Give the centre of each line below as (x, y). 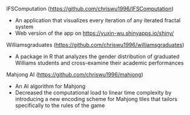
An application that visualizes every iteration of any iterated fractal (98, 20)
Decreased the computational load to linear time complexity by (93, 92)
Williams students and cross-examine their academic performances (99, 63)
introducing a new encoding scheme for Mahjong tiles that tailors (96, 99)
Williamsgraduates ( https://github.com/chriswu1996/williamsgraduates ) (95, 45)
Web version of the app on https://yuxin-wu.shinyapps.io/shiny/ (94, 33)
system (24, 27)
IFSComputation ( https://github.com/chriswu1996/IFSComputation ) (90, 9)
